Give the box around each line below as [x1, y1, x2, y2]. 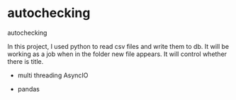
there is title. [7, 57, 44, 65]
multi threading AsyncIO [17, 71, 89, 79]
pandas [17, 84, 40, 93]
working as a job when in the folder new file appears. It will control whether [7, 50, 227, 58]
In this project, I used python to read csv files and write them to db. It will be [7, 42, 229, 50]
